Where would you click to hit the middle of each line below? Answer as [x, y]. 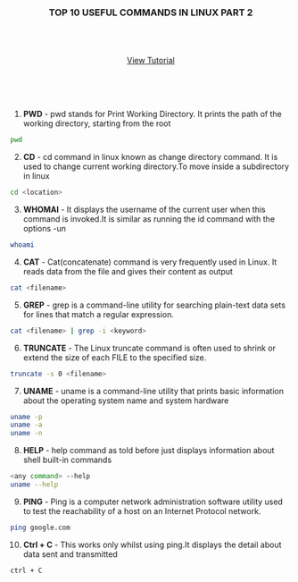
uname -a [26, 425]
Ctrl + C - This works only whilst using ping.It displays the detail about [152, 544]
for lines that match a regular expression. [99, 314]
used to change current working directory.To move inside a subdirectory [156, 166]
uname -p [26, 417]
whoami [22, 245]
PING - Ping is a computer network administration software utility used [153, 502]
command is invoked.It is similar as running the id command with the [149, 219]
